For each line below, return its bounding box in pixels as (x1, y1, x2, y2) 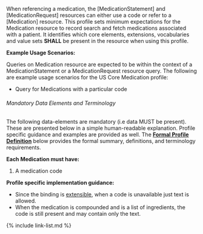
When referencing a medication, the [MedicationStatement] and (6, 5, 165, 12)
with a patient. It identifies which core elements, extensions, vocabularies (6, 31, 190, 38)
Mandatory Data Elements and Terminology (6, 99, 116, 107)
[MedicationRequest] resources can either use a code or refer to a (6, 12, 171, 19)
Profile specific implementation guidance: (6, 179, 115, 187)
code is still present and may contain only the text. (15, 210, 141, 218)
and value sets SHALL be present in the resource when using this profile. (6, 38, 189, 44)
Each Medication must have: (6, 156, 80, 163)
